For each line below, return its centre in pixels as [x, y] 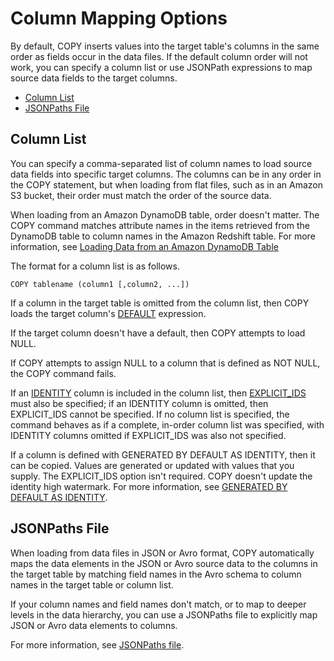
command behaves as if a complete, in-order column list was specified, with [167, 424]
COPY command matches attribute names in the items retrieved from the [160, 225]
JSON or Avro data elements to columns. [94, 625]
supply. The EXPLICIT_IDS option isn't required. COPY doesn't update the [161, 476]
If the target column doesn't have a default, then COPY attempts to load [158, 333]
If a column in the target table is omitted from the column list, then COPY [160, 303]
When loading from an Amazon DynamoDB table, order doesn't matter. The [165, 214]
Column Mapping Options [119, 18]
